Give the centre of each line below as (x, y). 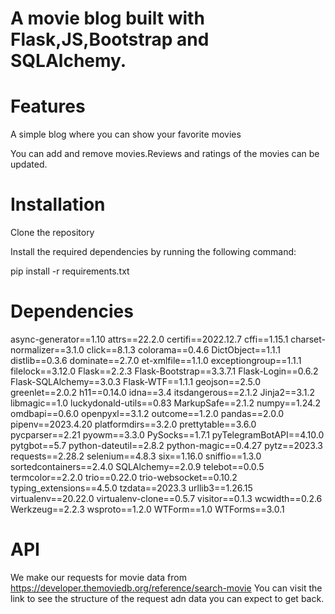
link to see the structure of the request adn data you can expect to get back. (167, 598)
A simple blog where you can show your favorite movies (126, 134)
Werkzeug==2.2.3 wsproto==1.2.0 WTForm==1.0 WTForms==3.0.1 (147, 509)
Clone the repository (52, 233)
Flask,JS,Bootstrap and (110, 39)
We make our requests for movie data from (98, 577)
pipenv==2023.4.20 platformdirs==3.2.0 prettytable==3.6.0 (133, 424)
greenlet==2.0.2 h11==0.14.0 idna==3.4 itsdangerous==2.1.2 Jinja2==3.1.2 (162, 392)
